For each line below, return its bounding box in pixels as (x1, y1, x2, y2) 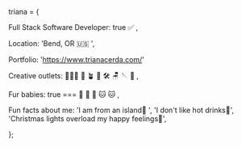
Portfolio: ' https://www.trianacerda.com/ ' (8, 55, 145, 64)
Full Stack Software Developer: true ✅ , (8, 23, 139, 31)
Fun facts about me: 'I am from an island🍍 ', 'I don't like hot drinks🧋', (8, 105, 235, 115)
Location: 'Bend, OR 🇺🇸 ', (8, 39, 95, 48)
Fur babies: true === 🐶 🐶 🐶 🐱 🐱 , (8, 90, 119, 99)
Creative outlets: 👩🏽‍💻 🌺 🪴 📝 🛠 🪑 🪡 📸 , (8, 71, 140, 80)
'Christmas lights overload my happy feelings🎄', (8, 114, 167, 124)
